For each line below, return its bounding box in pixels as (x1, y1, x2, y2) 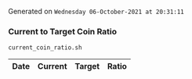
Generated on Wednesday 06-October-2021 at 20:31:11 (8, 7, 184, 16)
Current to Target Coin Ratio (8, 26, 118, 37)
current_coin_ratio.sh (8, 44, 82, 52)
